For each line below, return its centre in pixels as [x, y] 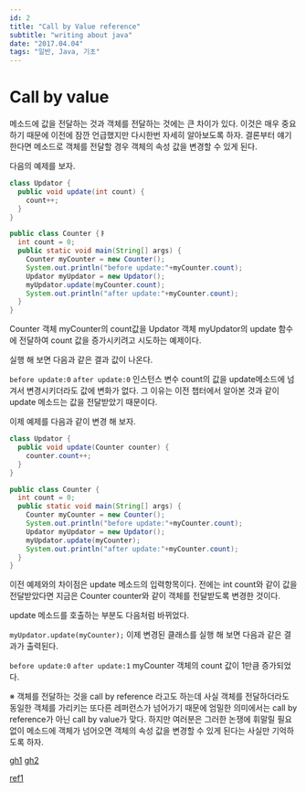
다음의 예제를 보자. [42, 166]
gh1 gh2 [24, 761]
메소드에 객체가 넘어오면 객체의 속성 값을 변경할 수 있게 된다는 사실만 [148, 731]
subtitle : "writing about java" [71, 35]
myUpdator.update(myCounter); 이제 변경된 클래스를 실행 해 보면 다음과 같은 [146, 635]
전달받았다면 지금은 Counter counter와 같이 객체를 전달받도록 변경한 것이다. [145, 596]
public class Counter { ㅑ [58, 234]
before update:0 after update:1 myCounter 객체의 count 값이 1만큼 [135, 666]
